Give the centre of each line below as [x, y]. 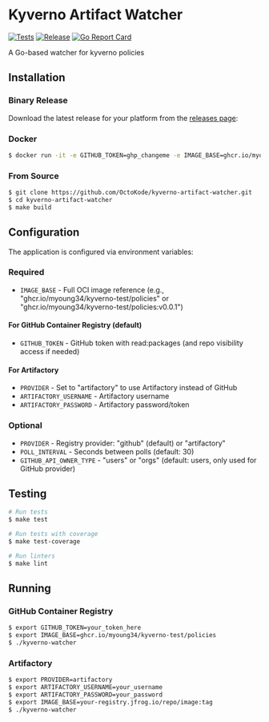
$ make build [30, 207]
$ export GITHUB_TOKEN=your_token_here [75, 628]
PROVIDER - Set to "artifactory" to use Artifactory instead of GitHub [128, 388]
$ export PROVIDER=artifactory [60, 680]
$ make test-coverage [44, 541]
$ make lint [28, 563]
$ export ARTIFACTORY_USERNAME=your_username [85, 688]
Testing [28, 493]
